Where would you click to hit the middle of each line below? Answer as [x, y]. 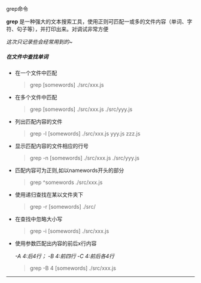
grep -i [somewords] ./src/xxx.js [69, 231]
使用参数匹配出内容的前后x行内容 [56, 243]
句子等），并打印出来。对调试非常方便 [63, 29]
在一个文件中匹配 [36, 73]
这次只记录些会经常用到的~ [39, 42]
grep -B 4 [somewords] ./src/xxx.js [73, 268]
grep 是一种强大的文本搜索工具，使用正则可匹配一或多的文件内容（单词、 [97, 22]
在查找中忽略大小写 [39, 219]
